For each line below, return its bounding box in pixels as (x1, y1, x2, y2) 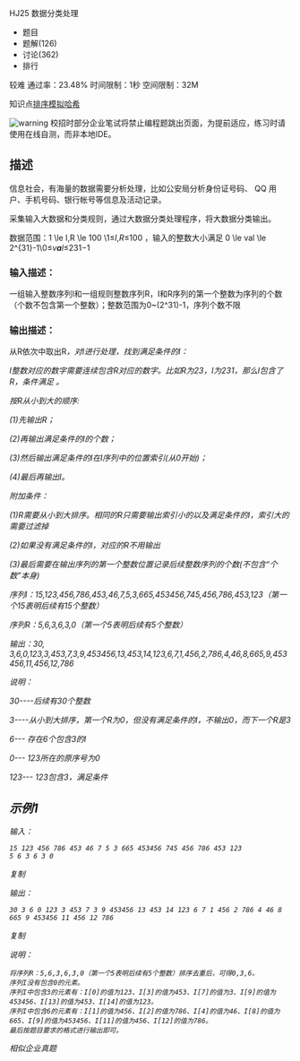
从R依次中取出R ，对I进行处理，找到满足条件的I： (9, 346, 189, 357)
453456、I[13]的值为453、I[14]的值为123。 (9, 997, 159, 1006)
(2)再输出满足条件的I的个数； (9, 434, 116, 444)
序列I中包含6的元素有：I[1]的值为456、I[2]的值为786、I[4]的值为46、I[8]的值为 (9, 1007, 280, 1016)
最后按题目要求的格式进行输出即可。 (9, 1026, 124, 1035)
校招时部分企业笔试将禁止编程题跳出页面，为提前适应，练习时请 (50, 117, 287, 128)
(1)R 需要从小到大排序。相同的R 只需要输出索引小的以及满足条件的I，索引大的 (9, 510, 289, 521)
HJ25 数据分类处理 (9, 8, 79, 18)
